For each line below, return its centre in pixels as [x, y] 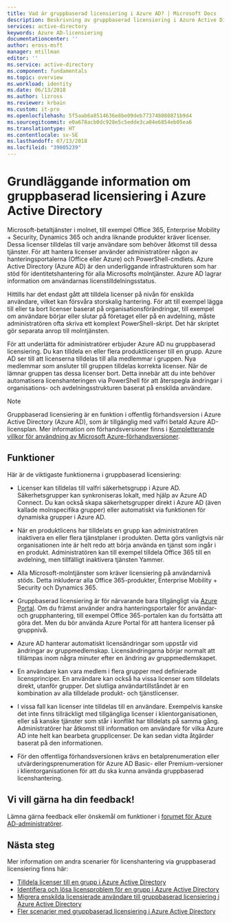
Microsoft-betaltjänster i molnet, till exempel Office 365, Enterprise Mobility [114, 229]
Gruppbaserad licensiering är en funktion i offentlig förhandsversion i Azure [114, 414]
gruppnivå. [32, 630]
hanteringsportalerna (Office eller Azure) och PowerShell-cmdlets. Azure [110, 259]
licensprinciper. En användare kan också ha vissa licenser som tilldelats [118, 678]
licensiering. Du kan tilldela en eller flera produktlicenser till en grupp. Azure [114, 351]
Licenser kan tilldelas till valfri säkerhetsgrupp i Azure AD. [99, 488]
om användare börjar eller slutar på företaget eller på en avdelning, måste [111, 316]
